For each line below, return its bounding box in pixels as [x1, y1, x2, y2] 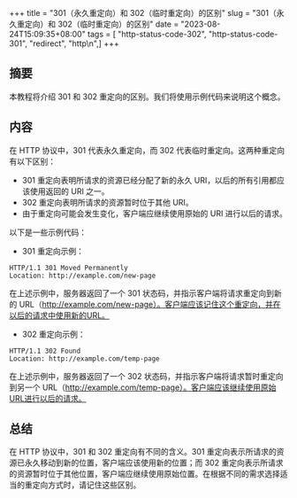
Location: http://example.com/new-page [9, 271, 156, 280]
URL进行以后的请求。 [9, 393, 87, 403]
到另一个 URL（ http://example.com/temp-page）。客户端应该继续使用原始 [9, 382, 277, 393]
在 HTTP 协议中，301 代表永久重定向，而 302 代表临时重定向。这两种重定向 [9, 144, 286, 155]
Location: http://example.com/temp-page [9, 354, 161, 363]
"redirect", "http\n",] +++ [29, 38, 119, 49]
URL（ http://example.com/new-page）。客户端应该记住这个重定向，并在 [19, 299, 281, 309]
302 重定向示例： [21, 329, 86, 339]
